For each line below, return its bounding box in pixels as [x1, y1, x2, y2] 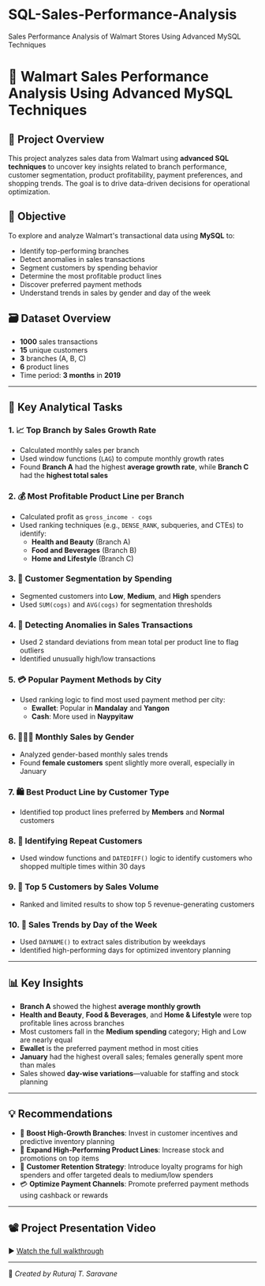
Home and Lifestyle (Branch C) [31, 554, 134, 563]
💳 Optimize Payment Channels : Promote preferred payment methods [19, 1179, 250, 1188]
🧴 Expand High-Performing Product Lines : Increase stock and [19, 1145, 225, 1154]
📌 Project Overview [8, 133, 105, 146]
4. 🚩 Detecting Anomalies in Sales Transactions [8, 619, 193, 630]
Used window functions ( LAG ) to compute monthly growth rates [19, 454, 225, 463]
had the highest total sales [19, 471, 109, 480]
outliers [19, 645, 45, 656]
